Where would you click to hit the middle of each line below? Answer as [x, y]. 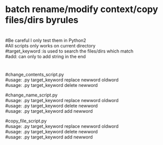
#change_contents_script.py [35, 74]
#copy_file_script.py [26, 121]
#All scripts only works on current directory [50, 46]
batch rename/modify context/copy [82, 9]
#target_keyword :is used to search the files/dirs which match [69, 51]
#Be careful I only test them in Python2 [46, 40]
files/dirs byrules [42, 20]
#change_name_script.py [32, 95]
